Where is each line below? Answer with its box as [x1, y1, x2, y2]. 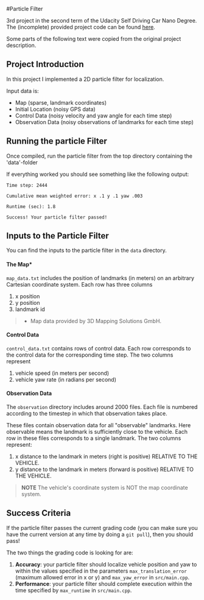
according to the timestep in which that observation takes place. [6, 410, 167, 417]
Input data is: [6, 87, 40, 94]
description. [6, 42, 37, 49]
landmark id [15, 305, 46, 313]
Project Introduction [6, 59, 84, 69]
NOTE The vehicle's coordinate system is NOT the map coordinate [21, 484, 188, 492]
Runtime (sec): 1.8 [6, 203, 56, 209]
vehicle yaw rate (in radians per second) [15, 375, 117, 383]
